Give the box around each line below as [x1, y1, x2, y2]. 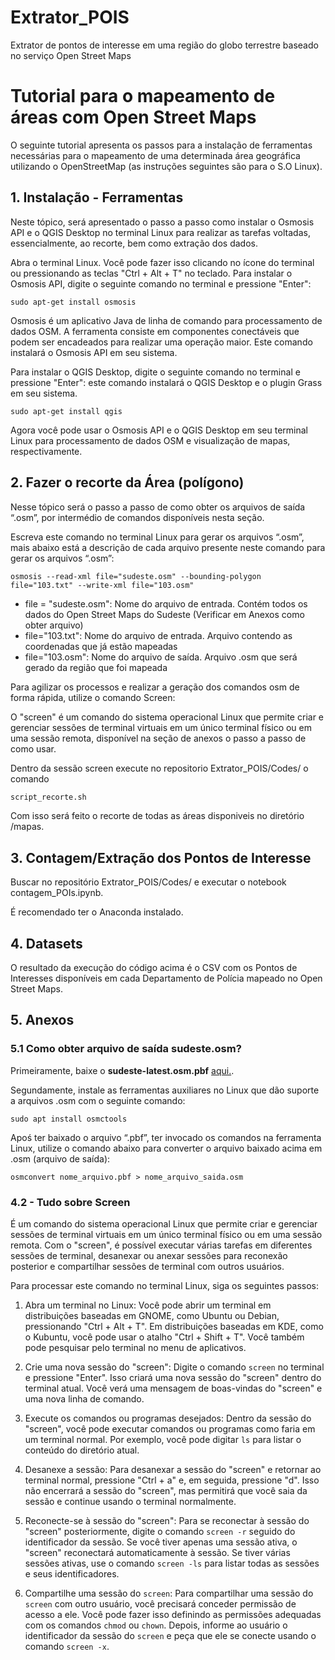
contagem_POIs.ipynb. [10, 887, 104, 899]
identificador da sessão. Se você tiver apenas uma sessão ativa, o [24, 1536, 298, 1548]
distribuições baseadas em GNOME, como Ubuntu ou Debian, [24, 1309, 280, 1321]
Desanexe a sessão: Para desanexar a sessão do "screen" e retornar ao [24, 1463, 322, 1475]
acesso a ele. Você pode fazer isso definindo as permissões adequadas [24, 1608, 322, 1620]
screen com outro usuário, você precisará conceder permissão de [24, 1597, 297, 1610]
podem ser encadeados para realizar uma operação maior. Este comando [10, 336, 313, 348]
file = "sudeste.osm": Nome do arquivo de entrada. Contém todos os [24, 597, 308, 610]
